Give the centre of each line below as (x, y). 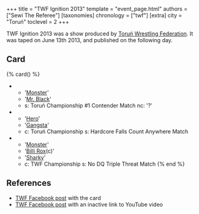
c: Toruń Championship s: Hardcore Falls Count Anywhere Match (106, 131)
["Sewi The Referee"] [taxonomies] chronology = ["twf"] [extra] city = (94, 15)
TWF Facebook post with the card (58, 197)
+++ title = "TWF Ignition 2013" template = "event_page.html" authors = (97, 9)
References (29, 183)
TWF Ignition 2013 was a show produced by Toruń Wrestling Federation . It (100, 34)
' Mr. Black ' (38, 99)
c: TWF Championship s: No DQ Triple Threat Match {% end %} (105, 164)
